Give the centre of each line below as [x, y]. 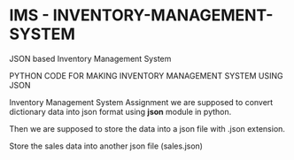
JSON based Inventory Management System [90, 58]
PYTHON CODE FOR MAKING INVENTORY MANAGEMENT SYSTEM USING [146, 75]
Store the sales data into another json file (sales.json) [106, 146]
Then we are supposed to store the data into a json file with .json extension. [147, 128]
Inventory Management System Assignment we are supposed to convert [141, 102]
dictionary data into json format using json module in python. [120, 111]
